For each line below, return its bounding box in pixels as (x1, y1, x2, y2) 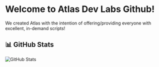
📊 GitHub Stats (5, 40, 54, 49)
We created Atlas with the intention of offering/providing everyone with (5, 20, 151, 26)
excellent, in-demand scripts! (5, 25, 65, 31)
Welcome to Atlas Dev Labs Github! (5, 3, 155, 15)
